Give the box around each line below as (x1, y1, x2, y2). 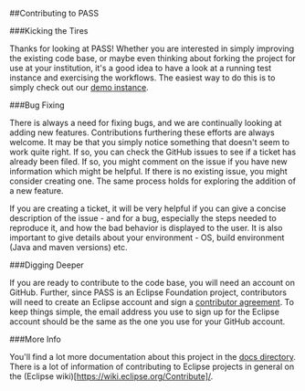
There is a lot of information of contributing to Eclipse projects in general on (9, 361, 295, 372)
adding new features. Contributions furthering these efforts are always (9, 127, 276, 138)
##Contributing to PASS (9, 8, 99, 18)
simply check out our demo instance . (9, 82, 149, 92)
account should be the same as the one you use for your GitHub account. (9, 316, 286, 327)
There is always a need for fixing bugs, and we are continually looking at (9, 118, 282, 128)
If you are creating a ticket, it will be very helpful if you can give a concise (9, 203, 287, 214)
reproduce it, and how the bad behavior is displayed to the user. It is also (9, 223, 283, 233)
